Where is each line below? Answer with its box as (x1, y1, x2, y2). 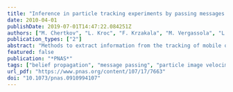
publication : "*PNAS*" (7, 55, 73, 62)
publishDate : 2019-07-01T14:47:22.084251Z (7, 23, 132, 30)
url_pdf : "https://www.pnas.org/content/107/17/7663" (7, 68, 166, 75)
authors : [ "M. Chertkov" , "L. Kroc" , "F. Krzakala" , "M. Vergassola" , (7, 29, 216, 37)
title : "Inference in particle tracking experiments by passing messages (7, 10, 225, 17)
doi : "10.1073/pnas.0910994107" (7, 74, 101, 82)
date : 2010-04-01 (7, 17, 58, 24)
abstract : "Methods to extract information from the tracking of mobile (7, 42, 222, 49)
